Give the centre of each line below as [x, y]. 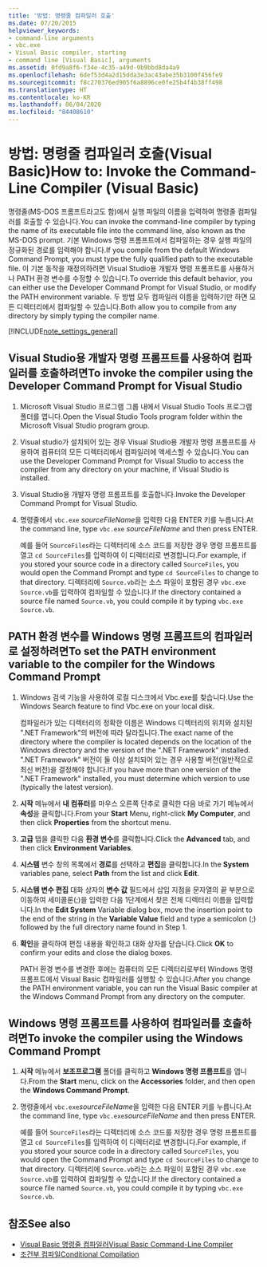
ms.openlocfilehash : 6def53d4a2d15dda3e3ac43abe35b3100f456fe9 [116, 75]
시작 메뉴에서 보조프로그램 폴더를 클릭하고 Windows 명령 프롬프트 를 [126, 1072]
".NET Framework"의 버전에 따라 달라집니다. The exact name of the [126, 732]
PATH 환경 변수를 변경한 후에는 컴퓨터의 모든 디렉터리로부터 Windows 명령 [136, 969]
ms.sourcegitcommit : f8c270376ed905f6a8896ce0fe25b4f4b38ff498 [116, 82]
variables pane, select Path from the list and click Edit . [109, 873]
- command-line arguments [51, 38]
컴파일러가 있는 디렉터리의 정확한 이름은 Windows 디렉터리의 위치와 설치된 [136, 722]
